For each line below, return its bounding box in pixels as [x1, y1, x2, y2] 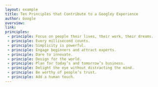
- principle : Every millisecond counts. [7, 39, 91, 43]
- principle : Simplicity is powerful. [7, 43, 86, 48]
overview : [5, 20, 25, 26]
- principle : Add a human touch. [7, 74, 76, 79]
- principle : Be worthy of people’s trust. [7, 70, 97, 75]
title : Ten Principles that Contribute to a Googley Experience [5, 12, 138, 16]
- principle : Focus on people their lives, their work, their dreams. [7, 34, 154, 39]
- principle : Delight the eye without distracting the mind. [7, 66, 134, 71]
